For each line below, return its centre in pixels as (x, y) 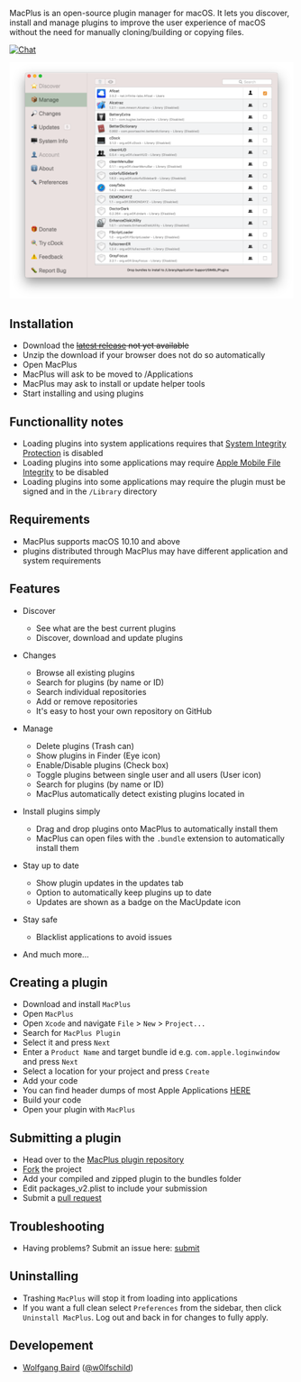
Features (35, 589)
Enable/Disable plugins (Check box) (102, 764)
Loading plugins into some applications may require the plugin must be (154, 481)
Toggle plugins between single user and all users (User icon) (148, 774)
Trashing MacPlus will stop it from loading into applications (130, 1298)
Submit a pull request (62, 1198)
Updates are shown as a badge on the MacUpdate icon (138, 902)
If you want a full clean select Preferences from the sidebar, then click (152, 1307)
